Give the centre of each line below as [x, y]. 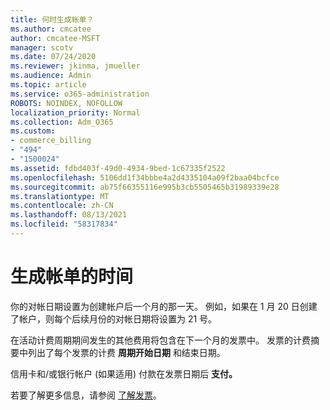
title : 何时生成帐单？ [52, 19]
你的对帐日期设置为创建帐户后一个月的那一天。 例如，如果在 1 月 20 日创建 [164, 306]
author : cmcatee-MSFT [55, 38]
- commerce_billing [51, 141]
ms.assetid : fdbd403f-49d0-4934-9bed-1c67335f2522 [118, 168]
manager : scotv [42, 47]
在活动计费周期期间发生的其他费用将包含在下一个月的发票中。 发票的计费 [160, 340]
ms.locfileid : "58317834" [64, 224]
